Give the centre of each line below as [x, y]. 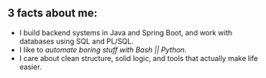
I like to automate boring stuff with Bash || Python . [103, 49]
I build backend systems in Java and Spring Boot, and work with [126, 32]
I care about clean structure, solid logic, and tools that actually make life [139, 58]
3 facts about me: [53, 13]
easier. [30, 67]
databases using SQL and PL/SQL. [76, 41]
